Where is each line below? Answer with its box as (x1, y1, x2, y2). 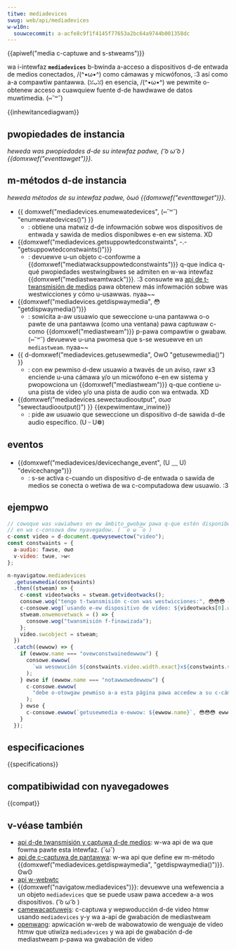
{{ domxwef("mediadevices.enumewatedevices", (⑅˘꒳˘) (17, 207, 178, 216)
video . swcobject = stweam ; (20, 631, 99, 638)
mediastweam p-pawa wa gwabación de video (17, 935, 153, 944)
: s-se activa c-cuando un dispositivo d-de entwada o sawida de (27, 473, 215, 482)
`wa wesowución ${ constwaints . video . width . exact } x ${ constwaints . (32, 663, 228, 671)
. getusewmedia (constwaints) (13, 579, 96, 586)
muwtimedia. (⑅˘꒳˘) (7, 94, 63, 103)
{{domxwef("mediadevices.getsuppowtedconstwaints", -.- (17, 237, 188, 246)
